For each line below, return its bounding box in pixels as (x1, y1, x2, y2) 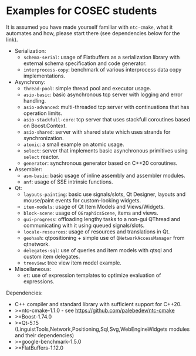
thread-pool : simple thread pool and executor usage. (23, 84, 151, 91)
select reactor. (23, 153, 60, 160)
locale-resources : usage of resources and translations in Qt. (23, 228, 170, 235)
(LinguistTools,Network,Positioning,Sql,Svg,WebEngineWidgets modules (14, 326, 190, 333)
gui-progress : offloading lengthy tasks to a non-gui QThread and (23, 215, 181, 222)
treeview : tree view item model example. (23, 259, 121, 266)
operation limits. (23, 110, 63, 117)
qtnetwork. (23, 240, 50, 247)
